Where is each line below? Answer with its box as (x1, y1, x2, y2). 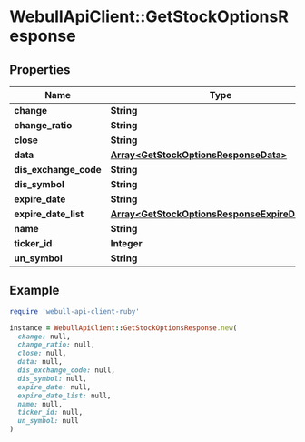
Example (9, 283, 60, 298)
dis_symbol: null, (17, 374, 88, 383)
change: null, (17, 332, 71, 341)
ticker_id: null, (17, 407, 84, 417)
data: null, (17, 357, 64, 367)
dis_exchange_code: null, (17, 366, 116, 375)
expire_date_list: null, (17, 391, 112, 400)
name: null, (17, 399, 64, 408)
